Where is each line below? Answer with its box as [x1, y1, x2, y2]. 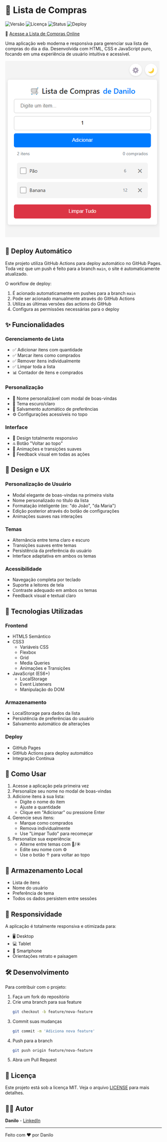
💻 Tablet [12, 941, 31, 947]
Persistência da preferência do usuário [12, 548, 92, 554]
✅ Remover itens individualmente [12, 358, 81, 364]
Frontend [5, 622, 28, 629]
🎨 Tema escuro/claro [12, 400, 56, 406]
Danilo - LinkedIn [5, 1118, 41, 1124]
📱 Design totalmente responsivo [12, 435, 78, 441]
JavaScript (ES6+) [12, 671, 50, 676]
